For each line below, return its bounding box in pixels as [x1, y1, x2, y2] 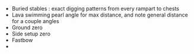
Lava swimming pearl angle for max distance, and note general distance [11, 11, 188, 18]
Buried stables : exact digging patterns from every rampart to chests [11, 5, 180, 12]
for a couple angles [11, 18, 59, 24]
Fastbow [11, 37, 33, 43]
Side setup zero [11, 30, 50, 37]
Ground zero [11, 24, 43, 31]
